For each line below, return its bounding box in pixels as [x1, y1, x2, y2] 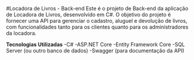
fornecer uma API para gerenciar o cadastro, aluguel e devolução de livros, [6, 17, 188, 24]
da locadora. [6, 30, 37, 37]
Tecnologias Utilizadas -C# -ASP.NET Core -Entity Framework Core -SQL [6, 41, 185, 48]
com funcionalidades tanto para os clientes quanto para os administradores [6, 23, 189, 30]
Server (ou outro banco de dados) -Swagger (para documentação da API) [6, 47, 185, 54]
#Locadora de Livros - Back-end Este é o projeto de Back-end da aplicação [6, 5, 189, 12]
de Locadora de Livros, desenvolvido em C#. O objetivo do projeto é [6, 11, 171, 18]
